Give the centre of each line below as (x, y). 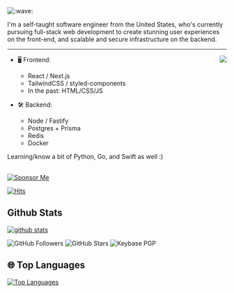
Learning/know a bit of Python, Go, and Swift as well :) (85, 157)
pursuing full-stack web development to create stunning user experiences (114, 32)
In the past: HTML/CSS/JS (65, 91)
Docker (38, 143)
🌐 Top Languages (46, 265)
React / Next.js (49, 76)
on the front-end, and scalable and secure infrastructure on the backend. (112, 39)
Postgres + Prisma (54, 128)
